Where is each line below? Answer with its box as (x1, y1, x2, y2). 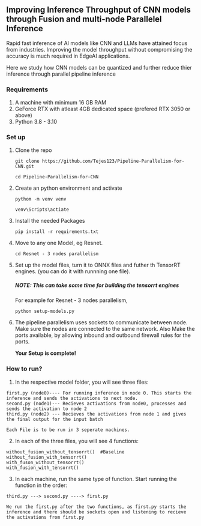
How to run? (6, 364, 43, 373)
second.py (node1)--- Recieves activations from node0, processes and (6, 401, 187, 407)
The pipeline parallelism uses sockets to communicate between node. (14, 319, 188, 326)
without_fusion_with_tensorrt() (6, 454, 87, 460)
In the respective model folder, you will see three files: (14, 378, 149, 385)
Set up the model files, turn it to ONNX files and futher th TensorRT (14, 261, 181, 269)
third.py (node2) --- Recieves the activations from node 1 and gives (6, 411, 187, 417)
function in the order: (14, 482, 68, 489)
